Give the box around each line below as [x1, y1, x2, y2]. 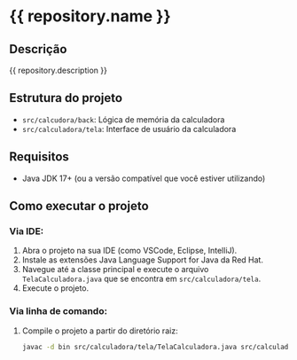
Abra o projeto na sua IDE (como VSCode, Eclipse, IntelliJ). [21, 246, 238, 256]
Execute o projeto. [21, 283, 90, 293]
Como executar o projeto [9, 199, 149, 214]
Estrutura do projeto [9, 90, 122, 106]
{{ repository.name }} [9, 6, 171, 27]
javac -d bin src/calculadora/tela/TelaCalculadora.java [21, 342, 238, 351]
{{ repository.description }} [9, 65, 108, 75]
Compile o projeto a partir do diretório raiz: [21, 325, 179, 336]
